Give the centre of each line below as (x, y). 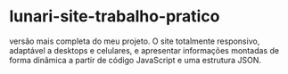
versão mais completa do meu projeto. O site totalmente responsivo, (135, 41)
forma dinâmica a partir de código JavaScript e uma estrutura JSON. (135, 60)
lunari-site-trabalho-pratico (115, 16)
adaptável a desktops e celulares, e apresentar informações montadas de (144, 50)
